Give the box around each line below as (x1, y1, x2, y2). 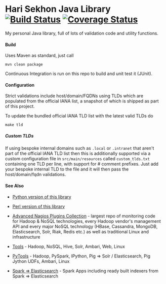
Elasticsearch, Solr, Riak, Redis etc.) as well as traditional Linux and (12, 228, 149, 235)
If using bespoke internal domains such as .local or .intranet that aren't (5, 145, 154, 151)
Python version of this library (12, 194, 72, 200)
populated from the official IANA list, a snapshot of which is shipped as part (5, 98, 159, 104)
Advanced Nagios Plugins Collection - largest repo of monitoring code (12, 213, 156, 219)
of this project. (5, 104, 35, 109)
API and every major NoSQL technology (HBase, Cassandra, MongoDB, (12, 223, 158, 229)
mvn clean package (5, 62, 43, 67)
